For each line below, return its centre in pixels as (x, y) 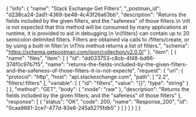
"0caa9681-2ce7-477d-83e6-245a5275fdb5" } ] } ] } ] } (74, 108)
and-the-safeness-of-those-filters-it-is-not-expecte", (71, 70)
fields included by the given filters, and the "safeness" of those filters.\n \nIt (98, 21)
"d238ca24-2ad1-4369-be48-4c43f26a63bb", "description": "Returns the (96, 15)
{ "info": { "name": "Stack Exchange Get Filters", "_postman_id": (84, 8)
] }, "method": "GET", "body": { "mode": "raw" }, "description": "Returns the (98, 89)
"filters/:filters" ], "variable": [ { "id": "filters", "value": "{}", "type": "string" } (97, 83)
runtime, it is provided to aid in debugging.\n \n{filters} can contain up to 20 (98, 33)
